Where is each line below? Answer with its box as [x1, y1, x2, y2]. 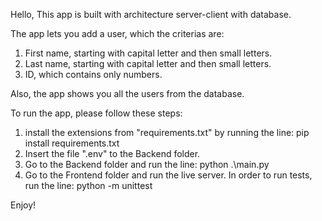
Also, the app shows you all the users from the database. [10, 88, 245, 99]
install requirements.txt [24, 137, 120, 149]
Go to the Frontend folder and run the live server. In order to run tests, [24, 169, 313, 181]
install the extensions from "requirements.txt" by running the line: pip [24, 127, 310, 138]
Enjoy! [10, 199, 37, 211]
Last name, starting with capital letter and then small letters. [24, 58, 272, 69]
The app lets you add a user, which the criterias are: [10, 28, 225, 39]
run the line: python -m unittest [24, 180, 153, 191]
